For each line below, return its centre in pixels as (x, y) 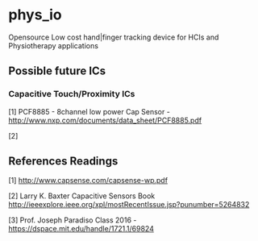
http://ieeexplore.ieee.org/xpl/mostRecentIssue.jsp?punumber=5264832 (129, 205)
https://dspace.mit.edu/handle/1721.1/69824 (81, 229)
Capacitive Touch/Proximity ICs (72, 94)
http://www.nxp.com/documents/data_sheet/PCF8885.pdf (105, 120)
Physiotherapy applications (54, 45)
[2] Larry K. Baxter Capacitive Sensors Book (82, 196)
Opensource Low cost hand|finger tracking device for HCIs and (114, 37)
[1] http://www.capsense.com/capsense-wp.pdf (88, 181)
